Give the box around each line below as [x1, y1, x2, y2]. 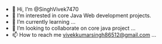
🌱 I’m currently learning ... [11, 18, 76, 25]
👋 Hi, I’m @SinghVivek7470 [11, 6, 79, 12]
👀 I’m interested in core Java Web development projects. [11, 12, 151, 19]
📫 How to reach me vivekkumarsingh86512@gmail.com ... [11, 32, 157, 38]
